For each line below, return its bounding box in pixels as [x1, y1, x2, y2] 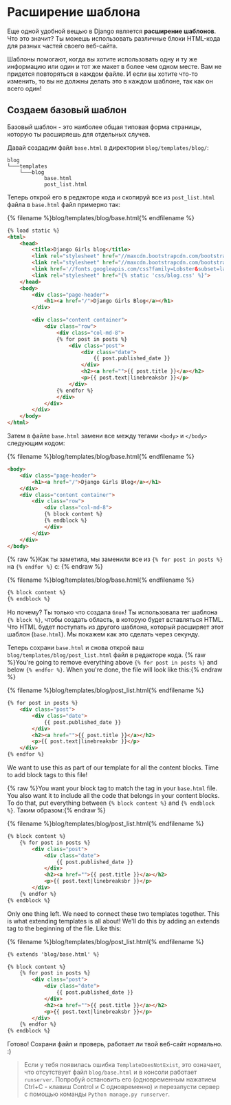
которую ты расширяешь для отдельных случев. [7, 130, 151, 138]
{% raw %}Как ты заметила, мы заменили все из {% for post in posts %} [7, 555, 223, 563]
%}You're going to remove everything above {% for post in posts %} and [7, 658, 218, 667]
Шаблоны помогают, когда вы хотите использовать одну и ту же [7, 55, 198, 63]
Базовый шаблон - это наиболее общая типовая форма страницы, [7, 122, 202, 131]
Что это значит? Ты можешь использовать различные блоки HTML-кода [7, 34, 221, 42]
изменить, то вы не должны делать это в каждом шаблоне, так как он [7, 77, 213, 85]
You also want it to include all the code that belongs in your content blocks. [7, 792, 220, 799]
